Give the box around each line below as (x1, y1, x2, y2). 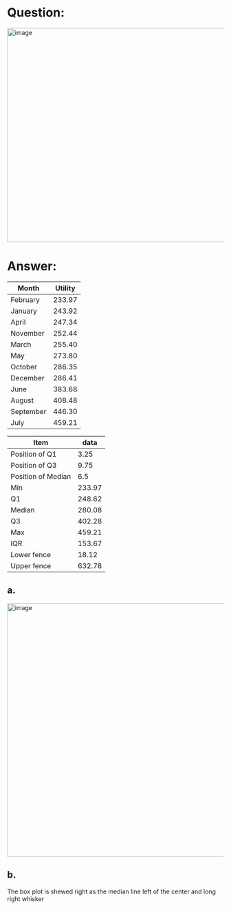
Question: (7, 5, 65, 21)
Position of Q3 (10, 460, 57, 470)
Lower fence (10, 550, 52, 559)
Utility (54, 283, 76, 293)
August (10, 396, 34, 405)
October (10, 362, 38, 371)
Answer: (7, 259, 57, 274)
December (10, 373, 45, 382)
